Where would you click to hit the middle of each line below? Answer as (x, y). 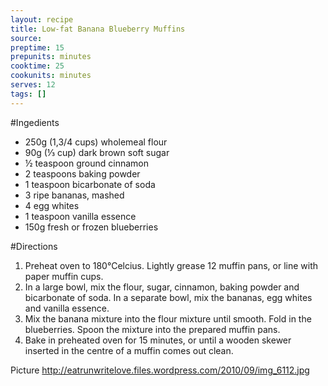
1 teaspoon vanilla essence (80, 216)
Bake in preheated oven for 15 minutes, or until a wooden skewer (158, 340)
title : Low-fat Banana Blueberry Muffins (98, 29)
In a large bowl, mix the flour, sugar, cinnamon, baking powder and (162, 287)
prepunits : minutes (51, 57)
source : (26, 38)
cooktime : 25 (37, 66)
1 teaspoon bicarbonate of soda (90, 184)
